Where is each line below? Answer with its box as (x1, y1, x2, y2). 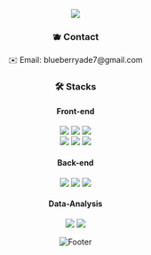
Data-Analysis (48, 198, 103, 209)
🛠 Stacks (54, 81, 97, 93)
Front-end (56, 105, 95, 116)
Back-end (57, 158, 94, 168)
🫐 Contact (52, 30, 99, 42)
